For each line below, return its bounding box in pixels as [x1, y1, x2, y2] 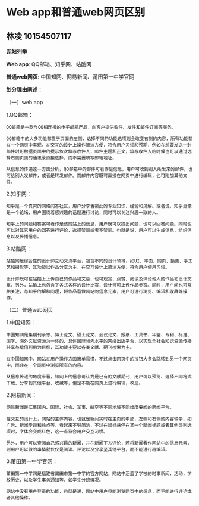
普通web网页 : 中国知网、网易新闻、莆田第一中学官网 [6, 73, 135, 80]
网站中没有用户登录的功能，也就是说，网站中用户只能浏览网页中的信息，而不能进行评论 [6, 489, 188, 495]
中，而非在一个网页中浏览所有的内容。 [6, 362, 86, 368]
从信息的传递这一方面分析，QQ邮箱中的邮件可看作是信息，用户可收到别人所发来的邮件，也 [6, 166, 193, 172]
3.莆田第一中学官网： [6, 458, 58, 465]
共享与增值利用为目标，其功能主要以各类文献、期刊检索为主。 [6, 344, 135, 350]
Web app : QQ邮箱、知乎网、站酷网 [6, 61, 92, 67]
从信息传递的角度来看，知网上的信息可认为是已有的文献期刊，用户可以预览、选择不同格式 [6, 374, 192, 380]
